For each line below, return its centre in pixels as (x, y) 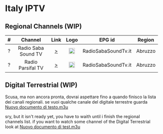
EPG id (107, 40)
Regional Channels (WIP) (43, 26)
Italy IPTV (25, 8)
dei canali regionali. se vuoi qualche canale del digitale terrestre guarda (76, 102)
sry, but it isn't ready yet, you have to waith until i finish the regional (73, 116)
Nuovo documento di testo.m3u (37, 107)
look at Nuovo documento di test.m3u (43, 127)
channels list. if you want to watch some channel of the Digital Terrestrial (78, 121)
